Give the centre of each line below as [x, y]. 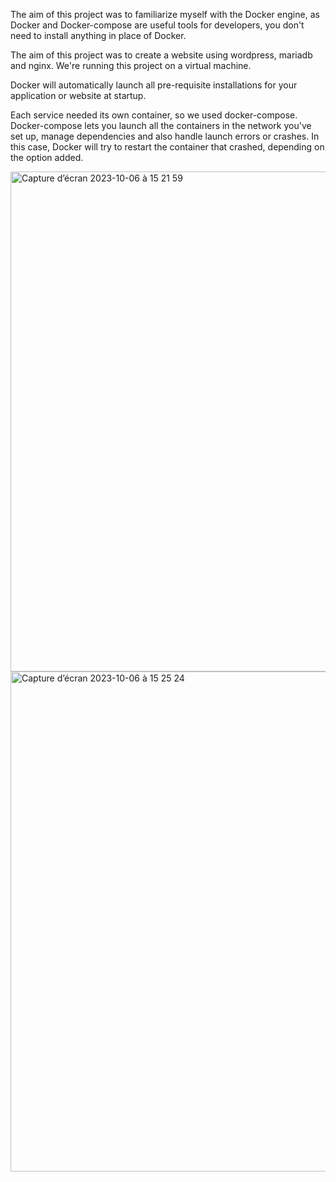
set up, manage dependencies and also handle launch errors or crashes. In [165, 136]
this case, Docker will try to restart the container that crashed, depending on [167, 147]
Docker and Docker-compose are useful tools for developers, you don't [157, 25]
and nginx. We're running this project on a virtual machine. [131, 65]
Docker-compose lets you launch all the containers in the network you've [161, 125]
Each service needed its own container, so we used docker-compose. [154, 115]
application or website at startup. [78, 95]
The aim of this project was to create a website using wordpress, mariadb [161, 55]
